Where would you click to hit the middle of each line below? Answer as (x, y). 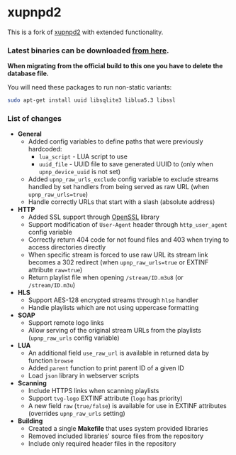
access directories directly (67, 247)
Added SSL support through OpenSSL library (94, 217)
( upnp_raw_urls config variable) (74, 338)
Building (30, 421)
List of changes (34, 119)
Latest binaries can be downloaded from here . (88, 50)
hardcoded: (45, 149)
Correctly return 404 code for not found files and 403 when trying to (128, 240)
